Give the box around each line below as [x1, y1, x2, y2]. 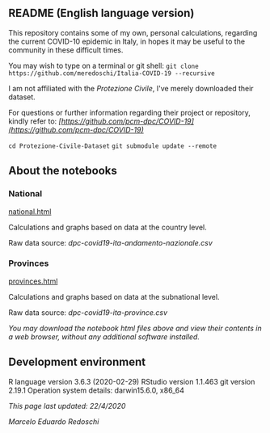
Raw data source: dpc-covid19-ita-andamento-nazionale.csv [8, 238, 213, 247]
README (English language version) [8, 6, 195, 20]
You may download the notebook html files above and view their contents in [8, 323, 263, 333]
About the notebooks [8, 164, 117, 178]
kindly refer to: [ [8, 116, 62, 126]
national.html [8, 206, 52, 216]
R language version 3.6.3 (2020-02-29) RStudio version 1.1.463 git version [8, 376, 255, 386]
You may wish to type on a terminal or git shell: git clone [8, 61, 200, 70]
